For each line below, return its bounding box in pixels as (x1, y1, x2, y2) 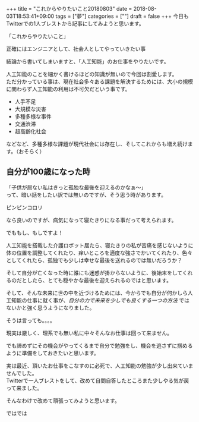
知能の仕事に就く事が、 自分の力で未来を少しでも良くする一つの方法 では (11, 297, 190, 304)
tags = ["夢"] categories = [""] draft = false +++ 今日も (55, 12, 189, 20)
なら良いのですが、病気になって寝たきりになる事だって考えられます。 (6, 216, 177, 223)
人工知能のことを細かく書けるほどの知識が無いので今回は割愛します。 (6, 71, 178, 77)
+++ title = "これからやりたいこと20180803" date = (6, 5, 132, 12)
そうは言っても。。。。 (6, 317, 55, 324)
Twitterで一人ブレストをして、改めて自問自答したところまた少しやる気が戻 (6, 377, 189, 384)
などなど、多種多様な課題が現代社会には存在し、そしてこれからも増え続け (6, 140, 188, 147)
